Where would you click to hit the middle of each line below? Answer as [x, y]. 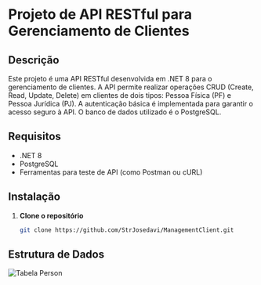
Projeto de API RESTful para [100, 14]
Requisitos [34, 137]
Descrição [34, 60]
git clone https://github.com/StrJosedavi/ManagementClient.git [127, 230]
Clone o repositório [51, 215]
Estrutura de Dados [56, 254]
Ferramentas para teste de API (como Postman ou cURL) [111, 172]
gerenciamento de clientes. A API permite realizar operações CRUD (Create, [131, 87]
